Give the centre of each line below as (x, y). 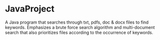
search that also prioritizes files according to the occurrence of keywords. (79, 32)
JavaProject (30, 9)
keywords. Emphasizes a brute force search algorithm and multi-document (80, 27)
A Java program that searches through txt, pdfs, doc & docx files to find (77, 22)
